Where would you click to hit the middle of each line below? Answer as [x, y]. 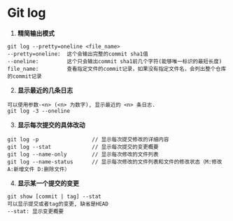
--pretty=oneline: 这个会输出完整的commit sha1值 [78, 54]
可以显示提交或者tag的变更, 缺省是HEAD [58, 204]
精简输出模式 [36, 33]
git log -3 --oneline [39, 111]
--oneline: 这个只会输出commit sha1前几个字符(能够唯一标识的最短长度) [115, 61]
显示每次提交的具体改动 [51, 125]
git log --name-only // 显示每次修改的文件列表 [83, 154]
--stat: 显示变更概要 [36, 211]
